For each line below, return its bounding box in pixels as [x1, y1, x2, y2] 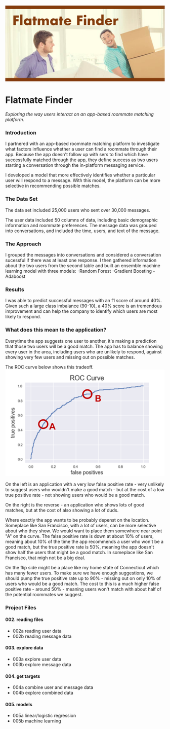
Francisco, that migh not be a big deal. [5, 555, 86, 561]
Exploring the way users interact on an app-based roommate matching [5, 111, 154, 117]
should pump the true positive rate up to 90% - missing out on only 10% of [5, 575, 161, 581]
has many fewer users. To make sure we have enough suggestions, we [5, 570, 153, 576]
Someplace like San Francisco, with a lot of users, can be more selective [5, 522, 156, 528]
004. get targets [5, 673, 40, 679]
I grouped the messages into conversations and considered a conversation [5, 252, 161, 258]
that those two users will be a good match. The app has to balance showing [5, 343, 163, 349]
